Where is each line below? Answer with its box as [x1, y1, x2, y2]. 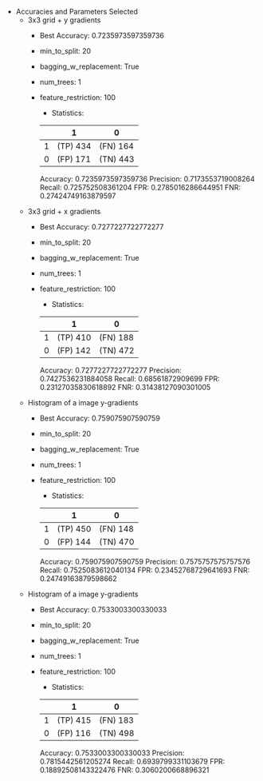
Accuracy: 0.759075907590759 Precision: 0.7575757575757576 [39, 557, 251, 566]
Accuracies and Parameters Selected [15, 7, 138, 16]
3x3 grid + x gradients [27, 207, 101, 216]
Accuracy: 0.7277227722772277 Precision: [39, 365, 182, 375]
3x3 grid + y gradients [27, 15, 101, 25]
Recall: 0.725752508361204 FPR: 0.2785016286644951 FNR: [39, 183, 241, 192]
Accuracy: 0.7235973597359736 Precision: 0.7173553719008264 [39, 174, 255, 183]
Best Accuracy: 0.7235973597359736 [39, 31, 165, 40]
